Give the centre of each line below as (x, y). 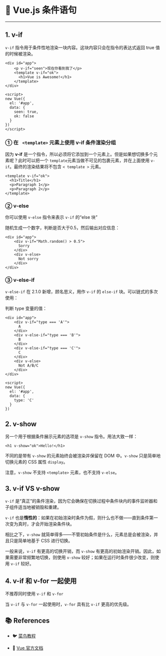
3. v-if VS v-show (33, 489)
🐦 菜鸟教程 (24, 636)
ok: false (24, 116)
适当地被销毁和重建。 (40, 507)
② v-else (17, 205)
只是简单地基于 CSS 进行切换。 (41, 541)
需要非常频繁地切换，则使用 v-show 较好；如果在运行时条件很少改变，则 (82, 558)
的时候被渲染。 (20, 54)
